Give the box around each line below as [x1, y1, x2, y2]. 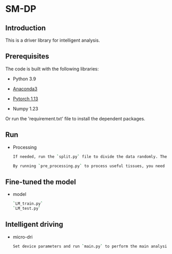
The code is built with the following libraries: [5, 65, 99, 72]
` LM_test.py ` [12, 206, 41, 211]
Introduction [5, 24, 46, 32]
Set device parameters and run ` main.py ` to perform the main [12, 244, 149, 249]
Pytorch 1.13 [12, 96, 39, 102]
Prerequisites [5, 52, 49, 61]
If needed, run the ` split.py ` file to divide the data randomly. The [12, 154, 167, 159]
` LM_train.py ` [12, 201, 43, 206]
